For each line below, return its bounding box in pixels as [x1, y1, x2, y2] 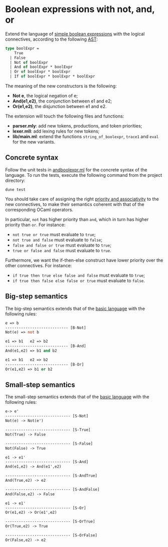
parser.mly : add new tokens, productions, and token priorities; [12, 123, 142, 129]
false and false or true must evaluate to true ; [12, 242, 112, 248]
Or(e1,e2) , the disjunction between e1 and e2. [12, 103, 107, 110]
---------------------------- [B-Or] [5, 362, 84, 367]
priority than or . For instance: [5, 222, 66, 228]
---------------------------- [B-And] [5, 344, 86, 349]
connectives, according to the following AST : [5, 36, 98, 42]
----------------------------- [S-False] [5, 441, 93, 446]
